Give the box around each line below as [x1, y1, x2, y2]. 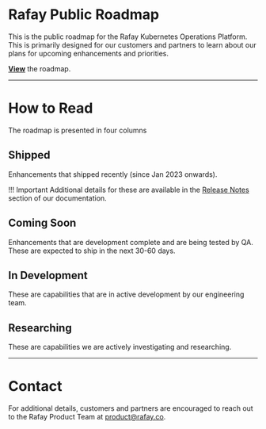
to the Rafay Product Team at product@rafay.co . [8, 412, 166, 422]
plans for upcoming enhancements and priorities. [8, 48, 169, 58]
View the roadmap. [8, 63, 71, 73]
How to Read [8, 99, 93, 117]
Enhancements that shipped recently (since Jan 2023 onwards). [8, 169, 218, 179]
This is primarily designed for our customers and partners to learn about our [8, 40, 257, 49]
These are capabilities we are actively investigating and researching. [8, 343, 232, 352]
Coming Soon [8, 216, 77, 230]
